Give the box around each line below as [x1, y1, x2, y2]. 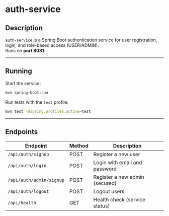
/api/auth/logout [8, 189, 49, 194]
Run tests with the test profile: [5, 99, 69, 105]
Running [5, 67, 33, 76]
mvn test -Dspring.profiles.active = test [5, 109, 92, 114]
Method [69, 142, 89, 150]
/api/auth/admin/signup [8, 177, 65, 183]
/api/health [8, 200, 37, 206]
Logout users [93, 188, 125, 195]
